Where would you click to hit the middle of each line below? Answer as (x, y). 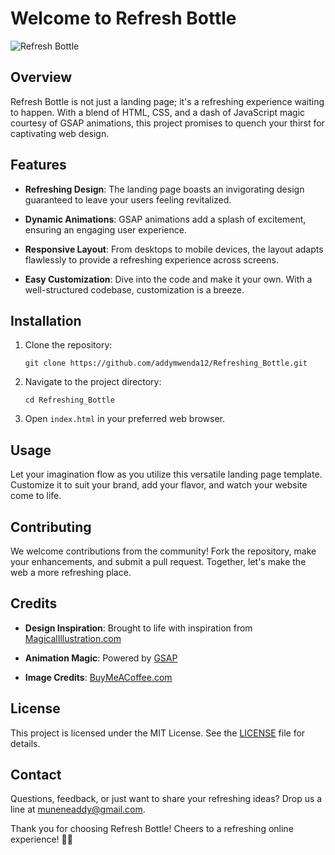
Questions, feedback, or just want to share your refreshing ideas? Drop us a (166, 799)
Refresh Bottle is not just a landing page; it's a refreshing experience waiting (167, 101)
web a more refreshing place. (71, 572)
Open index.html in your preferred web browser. (125, 419)
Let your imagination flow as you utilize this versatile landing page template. (166, 474)
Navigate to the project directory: (93, 382)
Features (38, 165)
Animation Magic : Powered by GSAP (101, 658)
